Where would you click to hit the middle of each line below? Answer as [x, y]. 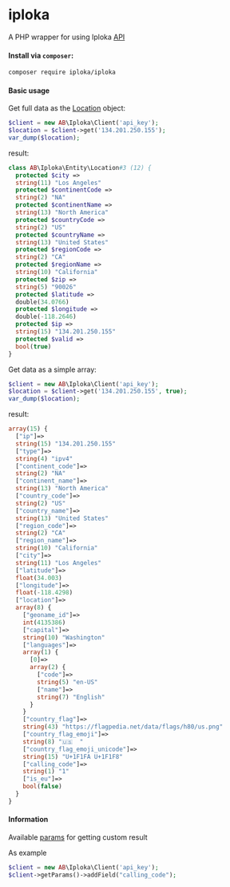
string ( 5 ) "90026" [46, 287]
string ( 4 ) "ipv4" [44, 458]
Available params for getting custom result [78, 837]
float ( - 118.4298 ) [44, 593]
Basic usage [29, 91]
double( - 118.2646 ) [46, 317]
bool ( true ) [34, 346]
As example [28, 853]
